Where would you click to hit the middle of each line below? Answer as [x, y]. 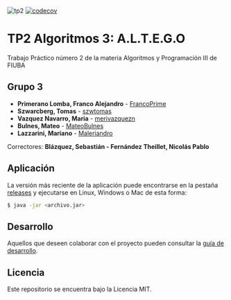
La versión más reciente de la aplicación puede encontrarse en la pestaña [113, 185]
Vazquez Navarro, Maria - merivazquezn [76, 118]
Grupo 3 [25, 87]
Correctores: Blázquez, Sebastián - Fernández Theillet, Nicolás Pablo [108, 146]
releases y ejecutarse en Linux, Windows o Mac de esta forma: [97, 192]
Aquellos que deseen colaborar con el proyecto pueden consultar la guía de [115, 243]
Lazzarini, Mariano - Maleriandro [65, 133]
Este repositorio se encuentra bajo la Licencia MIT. [79, 289]
